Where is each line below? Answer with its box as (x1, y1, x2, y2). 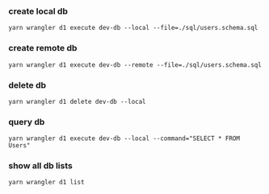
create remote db (8, 43, 78, 54)
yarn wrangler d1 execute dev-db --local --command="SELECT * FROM (8, 134, 241, 142)
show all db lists (8, 160, 73, 171)
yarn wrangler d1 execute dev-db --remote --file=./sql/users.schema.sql (8, 60, 263, 69)
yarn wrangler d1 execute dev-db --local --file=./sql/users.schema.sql (8, 24, 258, 32)
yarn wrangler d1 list (8, 179, 85, 187)
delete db (8, 79, 47, 90)
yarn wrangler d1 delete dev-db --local (8, 97, 147, 105)
